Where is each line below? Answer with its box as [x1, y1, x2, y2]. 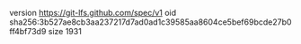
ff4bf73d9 [9, 26, 47, 36]
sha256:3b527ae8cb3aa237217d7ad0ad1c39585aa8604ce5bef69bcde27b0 [9, 17, 292, 27]
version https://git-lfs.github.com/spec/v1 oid [9, 8, 177, 18]
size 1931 [48, 26, 83, 36]
